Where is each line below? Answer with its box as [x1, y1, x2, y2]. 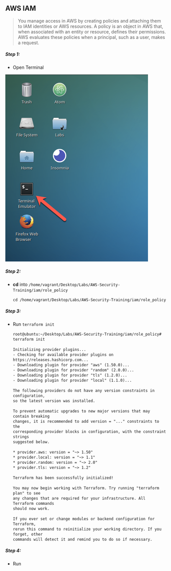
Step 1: [5, 51, 20, 57]
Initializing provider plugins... [12, 347, 86, 352]
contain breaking [12, 414, 50, 419]
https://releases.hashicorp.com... [12, 357, 89, 362]
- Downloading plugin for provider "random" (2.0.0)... [12, 367, 134, 372]
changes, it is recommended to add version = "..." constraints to [12, 419, 159, 424]
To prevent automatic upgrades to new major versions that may [12, 408, 151, 414]
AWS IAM [5, 4, 36, 13]
